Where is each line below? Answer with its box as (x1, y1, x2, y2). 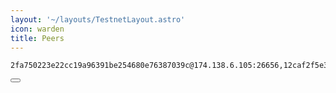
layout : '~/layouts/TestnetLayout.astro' (10, 14, 186, 25)
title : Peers (10, 33, 65, 43)
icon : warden (10, 24, 65, 34)
